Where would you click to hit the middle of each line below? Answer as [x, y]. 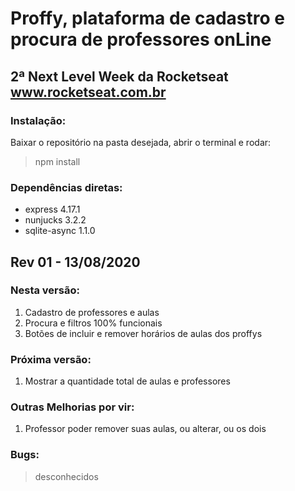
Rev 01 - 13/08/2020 [75, 262]
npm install [57, 161]
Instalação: [38, 120]
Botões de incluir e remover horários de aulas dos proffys [143, 333]
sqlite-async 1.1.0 [60, 231]
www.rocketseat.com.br [88, 92]
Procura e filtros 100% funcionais [93, 323]
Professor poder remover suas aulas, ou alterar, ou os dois [145, 429]
